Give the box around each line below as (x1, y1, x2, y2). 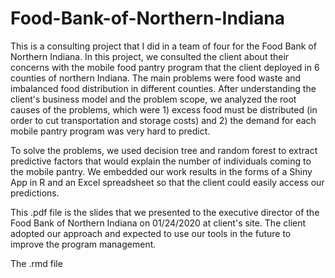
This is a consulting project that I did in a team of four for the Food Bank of (10, 40, 317, 52)
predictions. (10, 187, 60, 199)
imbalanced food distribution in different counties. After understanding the (10, 82, 317, 94)
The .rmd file (10, 257, 63, 269)
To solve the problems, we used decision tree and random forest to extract (10, 144, 318, 156)
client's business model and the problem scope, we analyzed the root (10, 93, 297, 105)
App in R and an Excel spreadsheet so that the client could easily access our (10, 176, 325, 188)
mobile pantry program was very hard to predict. (10, 125, 211, 137)
